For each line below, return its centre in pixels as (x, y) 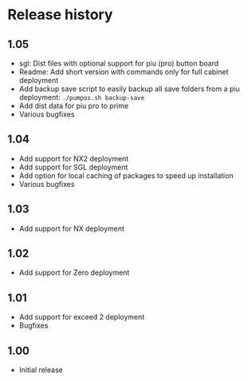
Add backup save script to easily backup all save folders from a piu (129, 89)
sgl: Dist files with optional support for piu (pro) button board (119, 63)
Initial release (41, 370)
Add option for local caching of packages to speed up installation (126, 175)
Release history (60, 15)
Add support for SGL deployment (73, 167)
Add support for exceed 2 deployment (82, 317)
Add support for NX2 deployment (74, 158)
